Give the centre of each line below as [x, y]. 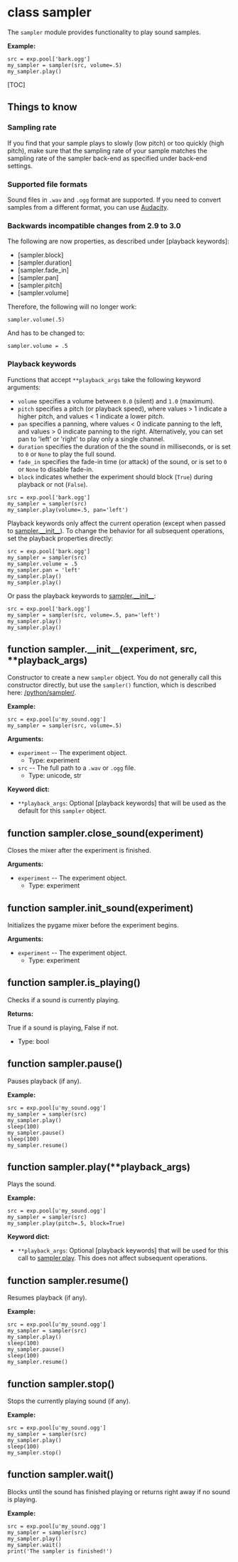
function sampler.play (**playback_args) [99, 1167]
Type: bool [33, 1041]
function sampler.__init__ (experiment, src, [102, 649]
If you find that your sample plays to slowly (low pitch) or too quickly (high [116, 143]
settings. [20, 165]
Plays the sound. [32, 1184]
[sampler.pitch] [40, 285]
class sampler [50, 12]
